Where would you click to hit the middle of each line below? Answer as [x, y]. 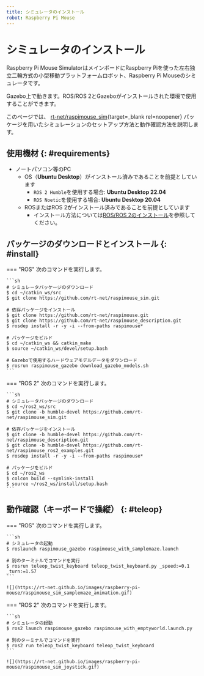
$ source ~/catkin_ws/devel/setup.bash [57, 349]
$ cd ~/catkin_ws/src [34, 293]
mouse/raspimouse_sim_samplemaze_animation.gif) [69, 593]
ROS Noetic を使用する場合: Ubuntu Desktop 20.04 [97, 200]
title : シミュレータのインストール [46, 12]
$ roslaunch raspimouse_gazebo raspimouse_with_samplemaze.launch [93, 549]
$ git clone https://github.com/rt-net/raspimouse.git [78, 316]
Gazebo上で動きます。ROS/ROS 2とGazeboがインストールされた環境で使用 [101, 96]
